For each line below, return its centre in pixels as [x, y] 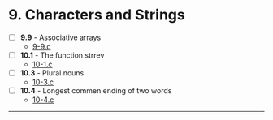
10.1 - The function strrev [62, 55]
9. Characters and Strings [97, 15]
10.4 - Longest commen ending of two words [96, 91]
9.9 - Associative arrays [61, 37]
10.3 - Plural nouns [52, 73]
